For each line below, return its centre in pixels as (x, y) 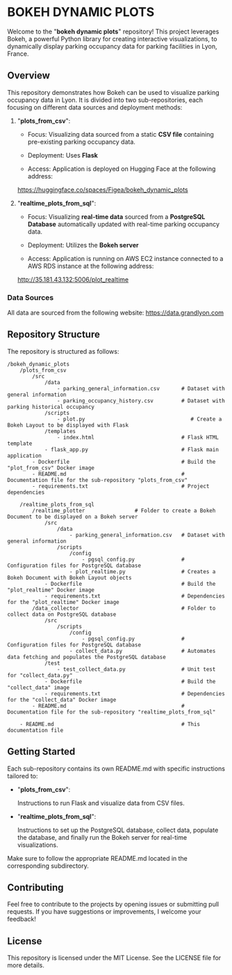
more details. (26, 965)
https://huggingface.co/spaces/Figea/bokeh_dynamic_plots (103, 190)
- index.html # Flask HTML (138, 437)
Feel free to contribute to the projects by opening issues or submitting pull (113, 905)
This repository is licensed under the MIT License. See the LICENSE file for (114, 958)
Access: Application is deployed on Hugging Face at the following (122, 169)
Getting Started (41, 751)
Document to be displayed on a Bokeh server (73, 517)
